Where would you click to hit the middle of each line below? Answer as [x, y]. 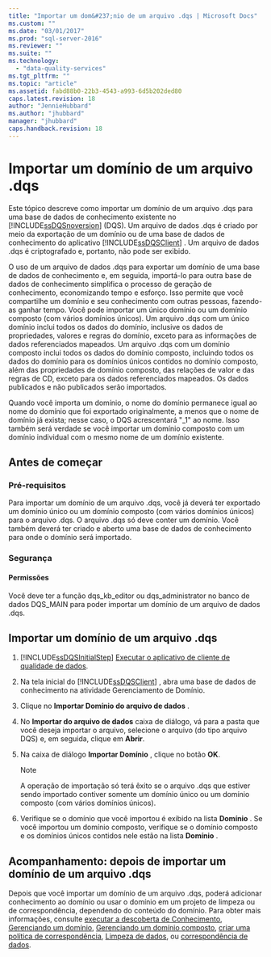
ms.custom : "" [32, 23]
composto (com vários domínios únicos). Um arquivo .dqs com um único [129, 318]
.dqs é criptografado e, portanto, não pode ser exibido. [100, 251]
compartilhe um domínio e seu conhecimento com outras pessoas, [119, 301]
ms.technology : [34, 61]
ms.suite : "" [30, 53]
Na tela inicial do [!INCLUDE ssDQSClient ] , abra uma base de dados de [138, 682]
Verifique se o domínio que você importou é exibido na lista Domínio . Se [141, 819]
